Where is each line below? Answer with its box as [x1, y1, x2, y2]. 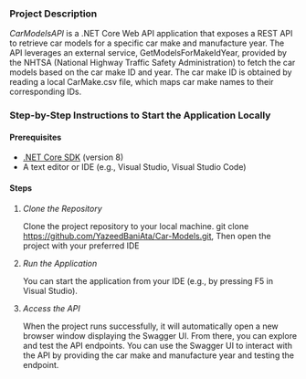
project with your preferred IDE [22, 240, 140, 251]
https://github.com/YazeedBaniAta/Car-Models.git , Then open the [22, 230, 271, 241]
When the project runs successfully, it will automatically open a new [22, 321, 279, 332]
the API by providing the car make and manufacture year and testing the [22, 350, 295, 361]
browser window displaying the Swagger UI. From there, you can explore [22, 330, 298, 341]
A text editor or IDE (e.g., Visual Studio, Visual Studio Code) [22, 162, 247, 173]
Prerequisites [9, 132, 62, 142]
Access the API [22, 302, 80, 313]
